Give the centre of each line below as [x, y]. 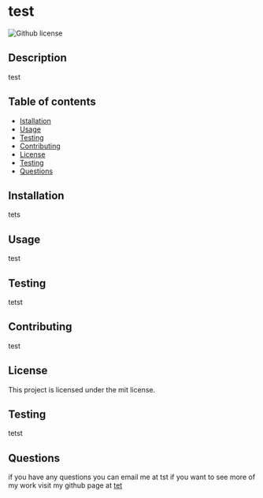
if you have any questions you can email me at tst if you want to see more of [132, 477]
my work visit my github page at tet [65, 485]
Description [37, 58]
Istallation [35, 121]
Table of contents [52, 102]
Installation [36, 195]
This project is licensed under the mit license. [82, 389]
